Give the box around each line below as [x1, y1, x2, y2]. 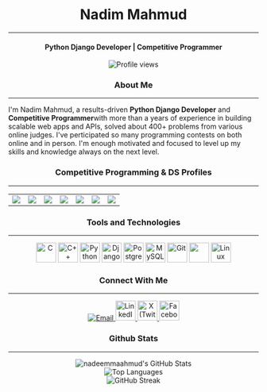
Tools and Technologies [86, 217, 181, 228]
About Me [114, 79, 153, 90]
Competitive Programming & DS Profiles [55, 167, 212, 178]
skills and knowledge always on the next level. [8, 147, 160, 156]
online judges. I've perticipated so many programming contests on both [8, 130, 242, 140]
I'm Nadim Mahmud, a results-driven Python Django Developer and [8, 105, 230, 114]
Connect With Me [99, 275, 168, 286]
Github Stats [108, 333, 159, 344]
